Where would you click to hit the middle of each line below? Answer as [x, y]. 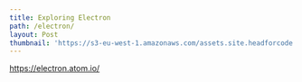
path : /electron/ [42, 26]
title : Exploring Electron [60, 18]
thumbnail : [30, 43]
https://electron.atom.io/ [55, 68]
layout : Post [34, 34]
